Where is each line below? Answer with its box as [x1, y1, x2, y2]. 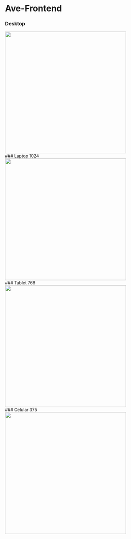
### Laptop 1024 [5, 153, 40, 159]
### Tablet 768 [5, 280, 36, 286]
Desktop [5, 20, 26, 27]
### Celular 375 [5, 407, 37, 413]
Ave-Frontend [5, 3, 62, 14]
